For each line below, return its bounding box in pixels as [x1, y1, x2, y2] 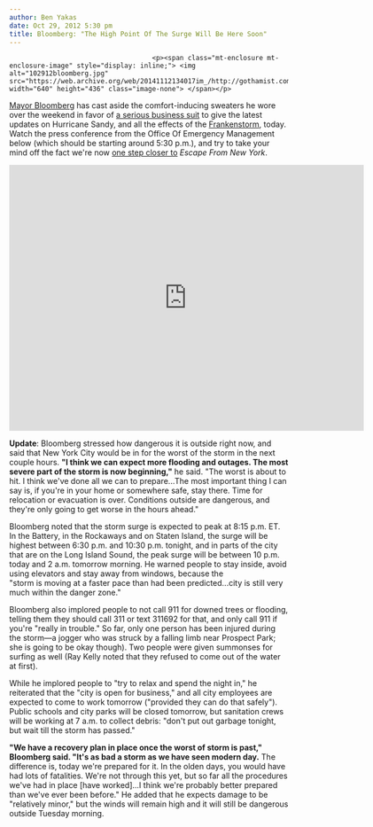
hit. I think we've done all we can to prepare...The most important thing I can [9, 476, 287, 487]
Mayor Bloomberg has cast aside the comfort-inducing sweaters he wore [9, 100, 276, 111]
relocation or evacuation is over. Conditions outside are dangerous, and [9, 495, 270, 505]
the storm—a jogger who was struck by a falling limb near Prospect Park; [9, 633, 276, 644]
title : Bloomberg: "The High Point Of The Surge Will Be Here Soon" [9, 29, 268, 38]
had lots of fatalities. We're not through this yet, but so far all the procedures [9, 770, 288, 781]
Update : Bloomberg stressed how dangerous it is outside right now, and [9, 438, 272, 449]
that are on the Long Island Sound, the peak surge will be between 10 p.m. [9, 550, 281, 560]
